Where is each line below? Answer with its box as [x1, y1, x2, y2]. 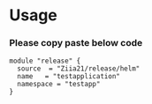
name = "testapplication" [17, 72, 121, 81]
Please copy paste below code [9, 37, 143, 49]
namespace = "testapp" [17, 80, 101, 89]
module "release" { [9, 56, 81, 66]
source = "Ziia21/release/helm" [17, 64, 141, 73]
